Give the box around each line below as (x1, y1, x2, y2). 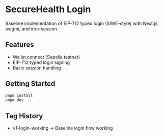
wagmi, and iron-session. (5, 25, 59, 31)
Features (5, 41, 34, 49)
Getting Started (5, 80, 56, 88)
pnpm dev (5, 97, 24, 103)
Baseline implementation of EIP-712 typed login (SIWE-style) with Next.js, (5, 20, 159, 26)
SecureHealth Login (5, 4, 91, 15)
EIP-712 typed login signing (12, 59, 70, 65)
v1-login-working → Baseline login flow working (12, 125, 113, 131)
